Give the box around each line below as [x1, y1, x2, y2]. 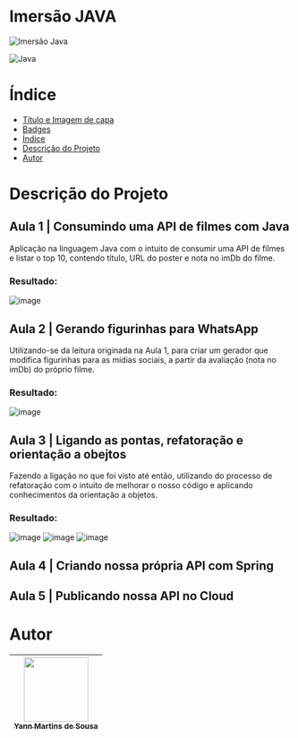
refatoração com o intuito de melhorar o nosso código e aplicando [9, 480, 253, 491]
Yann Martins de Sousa [13, 721, 98, 732]
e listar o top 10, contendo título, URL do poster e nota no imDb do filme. [9, 253, 276, 263]
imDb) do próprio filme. [9, 364, 96, 374]
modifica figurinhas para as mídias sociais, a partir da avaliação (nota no [9, 354, 277, 365]
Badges [21, 124, 51, 134]
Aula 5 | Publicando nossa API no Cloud [9, 588, 234, 604]
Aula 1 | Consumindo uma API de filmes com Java [9, 219, 290, 235]
